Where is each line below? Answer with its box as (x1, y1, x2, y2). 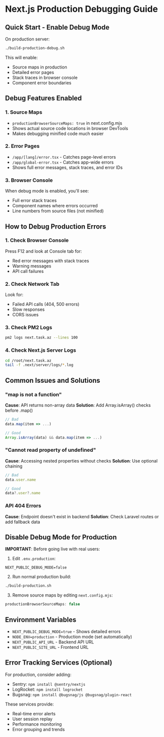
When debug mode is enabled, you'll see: (5, 188, 89, 194)
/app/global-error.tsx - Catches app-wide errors (12, 159, 114, 165)
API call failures (12, 268, 44, 274)
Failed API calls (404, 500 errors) (12, 301, 80, 307)
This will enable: (5, 54, 38, 60)
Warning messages (12, 263, 52, 269)
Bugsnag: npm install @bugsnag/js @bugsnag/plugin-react (12, 691, 132, 698)
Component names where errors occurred (12, 203, 98, 209)
